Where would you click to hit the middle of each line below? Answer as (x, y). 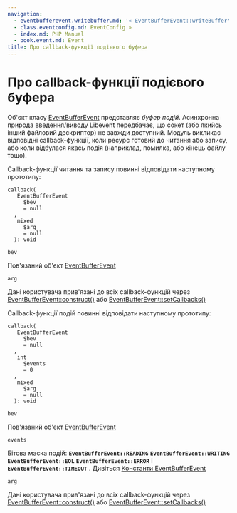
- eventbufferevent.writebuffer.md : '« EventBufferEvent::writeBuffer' (122, 21)
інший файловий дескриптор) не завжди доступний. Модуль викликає (114, 132)
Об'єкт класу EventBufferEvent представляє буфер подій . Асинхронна (114, 117)
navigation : (25, 14)
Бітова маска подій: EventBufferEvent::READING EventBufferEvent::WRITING (118, 453)
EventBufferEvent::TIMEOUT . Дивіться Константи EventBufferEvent (107, 468)
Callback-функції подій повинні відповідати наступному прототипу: (109, 313)
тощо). (17, 155)
